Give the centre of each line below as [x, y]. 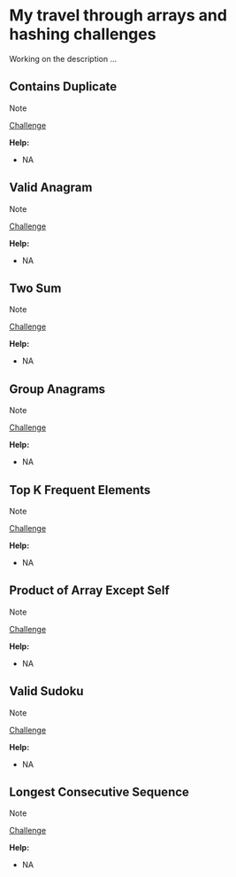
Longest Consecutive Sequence [99, 792]
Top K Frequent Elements [80, 490]
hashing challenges [83, 34]
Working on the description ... [63, 59]
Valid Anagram [51, 188]
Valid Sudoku [46, 691]
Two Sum [35, 288]
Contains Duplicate [63, 86]
